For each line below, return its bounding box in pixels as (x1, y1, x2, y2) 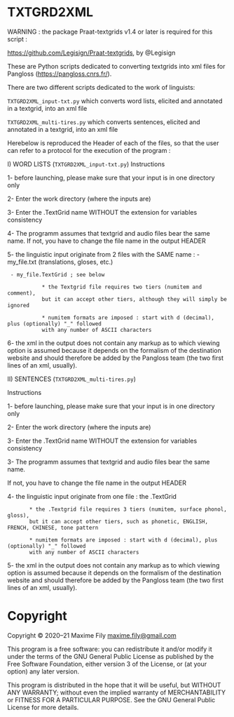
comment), (7, 289, 36, 297)
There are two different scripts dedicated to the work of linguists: (7, 83, 195, 91)
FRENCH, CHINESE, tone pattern (7, 524, 99, 531)
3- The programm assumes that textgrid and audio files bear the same (7, 457, 210, 466)
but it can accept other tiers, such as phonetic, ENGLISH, (29, 518, 209, 525)
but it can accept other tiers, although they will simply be (41, 295, 228, 302)
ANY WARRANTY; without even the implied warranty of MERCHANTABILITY (7, 688, 226, 697)
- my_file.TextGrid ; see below (10, 271, 105, 278)
